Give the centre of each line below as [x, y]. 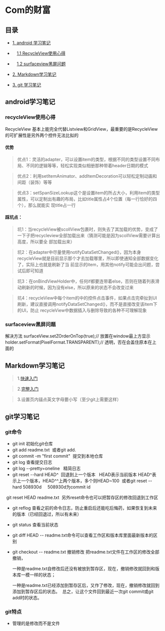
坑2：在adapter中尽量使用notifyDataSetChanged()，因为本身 [79, 252]
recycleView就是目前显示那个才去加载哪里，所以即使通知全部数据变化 [88, 258]
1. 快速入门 [27, 379]
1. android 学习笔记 [31, 43]
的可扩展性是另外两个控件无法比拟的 [42, 135]
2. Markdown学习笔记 [34, 74]
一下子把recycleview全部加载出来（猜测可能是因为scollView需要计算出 [89, 236]
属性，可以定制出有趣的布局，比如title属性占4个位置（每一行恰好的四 [87, 199]
